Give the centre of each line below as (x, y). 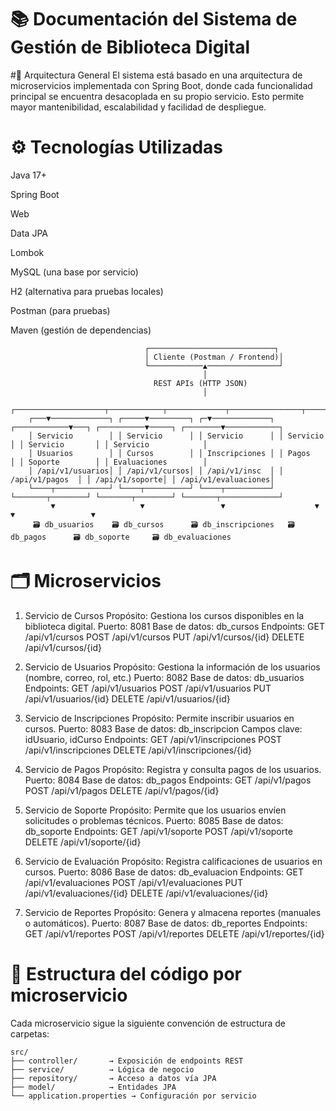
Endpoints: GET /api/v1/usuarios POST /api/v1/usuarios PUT (148, 688)
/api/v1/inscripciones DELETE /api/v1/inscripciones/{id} (138, 750)
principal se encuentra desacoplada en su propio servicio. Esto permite (157, 96)
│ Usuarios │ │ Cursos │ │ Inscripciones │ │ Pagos (169, 453)
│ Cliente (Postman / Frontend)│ (214, 357)
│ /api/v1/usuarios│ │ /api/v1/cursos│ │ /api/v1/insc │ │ (156, 471)
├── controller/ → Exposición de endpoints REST (127, 1061)
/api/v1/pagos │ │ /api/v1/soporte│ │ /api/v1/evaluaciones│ (142, 479)
